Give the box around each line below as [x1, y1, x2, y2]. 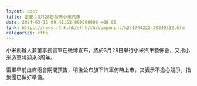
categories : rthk [6, 30, 49, 36]
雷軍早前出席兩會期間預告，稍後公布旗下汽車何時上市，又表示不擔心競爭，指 [6, 66, 191, 73]
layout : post [6, 8, 38, 15]
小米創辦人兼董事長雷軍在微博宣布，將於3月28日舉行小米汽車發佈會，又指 [6, 47, 185, 54]
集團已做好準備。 [6, 74, 47, 81]
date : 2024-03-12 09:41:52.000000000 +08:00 [6, 19, 117, 25]
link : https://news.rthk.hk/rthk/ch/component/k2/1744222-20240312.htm [6, 24, 185, 31]
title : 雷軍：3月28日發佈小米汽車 [6, 14, 81, 20]
